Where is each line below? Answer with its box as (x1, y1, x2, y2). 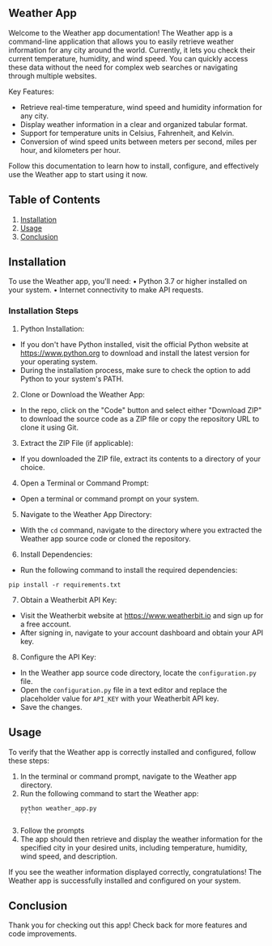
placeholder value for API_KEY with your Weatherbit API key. (19, 694, 219, 703)
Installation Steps (8, 305, 79, 316)
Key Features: (8, 87, 54, 96)
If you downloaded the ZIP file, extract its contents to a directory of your (19, 453, 261, 464)
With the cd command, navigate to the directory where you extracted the (19, 525, 262, 535)
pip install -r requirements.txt (8, 580, 121, 589)
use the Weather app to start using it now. (8, 169, 148, 179)
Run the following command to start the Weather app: (19, 788, 199, 798)
